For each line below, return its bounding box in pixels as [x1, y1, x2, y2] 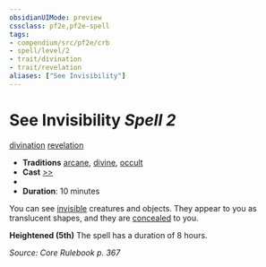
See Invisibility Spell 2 [9, 109, 176, 130]
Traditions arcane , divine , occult [21, 157, 143, 168]
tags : [9, 30, 30, 39]
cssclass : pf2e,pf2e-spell [9, 22, 110, 30]
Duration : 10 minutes [21, 185, 100, 196]
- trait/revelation [9, 64, 82, 73]
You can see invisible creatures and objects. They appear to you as [9, 202, 257, 213]
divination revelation [9, 140, 84, 151]
